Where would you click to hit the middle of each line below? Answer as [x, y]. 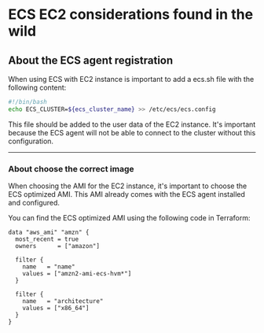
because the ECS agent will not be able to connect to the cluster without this [132, 132]
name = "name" [49, 267]
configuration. [31, 141]
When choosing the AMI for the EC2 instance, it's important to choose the [128, 186]
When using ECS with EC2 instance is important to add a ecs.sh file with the [131, 79]
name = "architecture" [63, 302]
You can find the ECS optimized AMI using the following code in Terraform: [129, 218]
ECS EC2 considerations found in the [131, 15]
